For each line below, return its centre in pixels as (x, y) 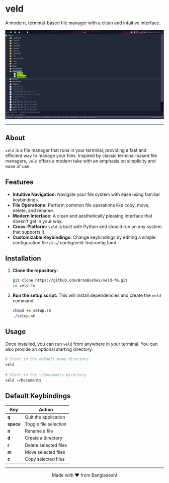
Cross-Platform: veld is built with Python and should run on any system (87, 226)
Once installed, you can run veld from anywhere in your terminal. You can (81, 344)
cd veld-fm (24, 286)
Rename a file (39, 431)
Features (19, 182)
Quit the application (45, 417)
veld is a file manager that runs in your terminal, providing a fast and (76, 150)
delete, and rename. (33, 210)
